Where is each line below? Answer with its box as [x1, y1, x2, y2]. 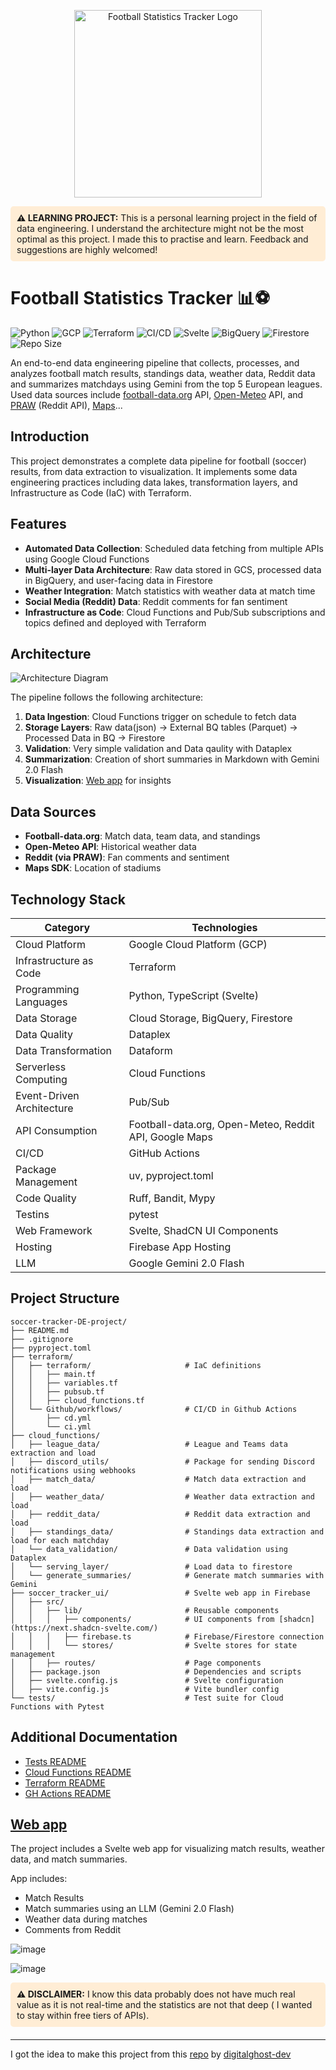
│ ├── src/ [10, 1596, 65, 1607]
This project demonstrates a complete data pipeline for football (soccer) [10, 455, 307, 467]
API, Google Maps [128, 1130, 213, 1144]
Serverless [15, 1060, 67, 1074]
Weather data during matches [24, 1913, 148, 1925]
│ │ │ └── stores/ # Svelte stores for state [10, 1640, 298, 1650]
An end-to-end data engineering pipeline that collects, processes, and [10, 356, 300, 369]
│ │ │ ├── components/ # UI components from [10, 1614, 275, 1624]
